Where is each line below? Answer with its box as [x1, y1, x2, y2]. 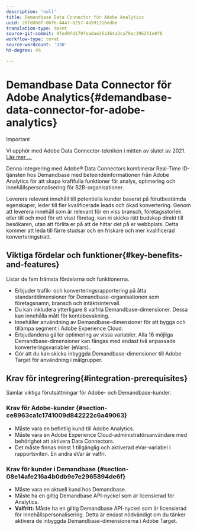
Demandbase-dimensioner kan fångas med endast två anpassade [14, 337, 176, 344]
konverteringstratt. [6, 233, 51, 240]
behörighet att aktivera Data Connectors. [14, 437, 115, 445]
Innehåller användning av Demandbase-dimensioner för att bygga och [14, 318, 186, 325]
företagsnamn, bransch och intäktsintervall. [14, 299, 121, 306]
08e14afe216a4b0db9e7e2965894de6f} [6, 472, 126, 481]
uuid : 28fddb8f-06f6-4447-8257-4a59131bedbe [6, 20, 118, 26]
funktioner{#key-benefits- [82, 250, 183, 261]
